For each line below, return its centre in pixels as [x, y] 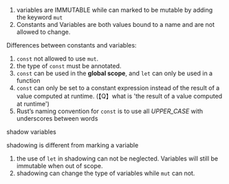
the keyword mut [40, 17]
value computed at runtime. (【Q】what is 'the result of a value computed [119, 96]
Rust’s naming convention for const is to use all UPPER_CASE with [110, 111]
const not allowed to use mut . [57, 59]
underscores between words [57, 119]
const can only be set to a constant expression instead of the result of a [118, 88]
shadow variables [31, 132]
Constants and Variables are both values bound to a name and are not [115, 24]
